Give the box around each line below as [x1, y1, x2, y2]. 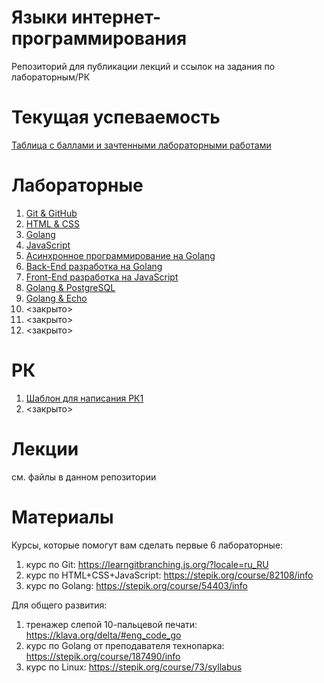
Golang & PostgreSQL [25, 281, 116, 293]
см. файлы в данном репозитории [11, 471, 157, 483]
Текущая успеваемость [11, 106, 221, 129]
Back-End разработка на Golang [25, 260, 163, 272]
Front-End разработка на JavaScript [25, 271, 179, 283]
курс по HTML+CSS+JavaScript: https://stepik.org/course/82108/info [25, 569, 314, 581]
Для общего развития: [11, 599, 108, 611]
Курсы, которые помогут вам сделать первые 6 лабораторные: [11, 539, 284, 551]
